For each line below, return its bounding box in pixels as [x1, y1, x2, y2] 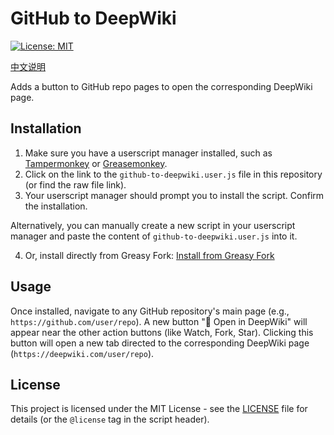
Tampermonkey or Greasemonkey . [24, 157, 168, 169]
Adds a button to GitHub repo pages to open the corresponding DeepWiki [10, 80, 313, 92]
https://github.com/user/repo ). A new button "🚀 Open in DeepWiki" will [10, 315, 308, 327]
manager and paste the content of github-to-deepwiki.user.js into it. [10, 230, 298, 242]
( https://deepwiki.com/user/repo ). [10, 347, 155, 359]
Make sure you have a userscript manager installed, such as [24, 147, 273, 159]
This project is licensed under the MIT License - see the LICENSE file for [10, 403, 308, 415]
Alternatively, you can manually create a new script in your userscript [10, 219, 296, 231]
